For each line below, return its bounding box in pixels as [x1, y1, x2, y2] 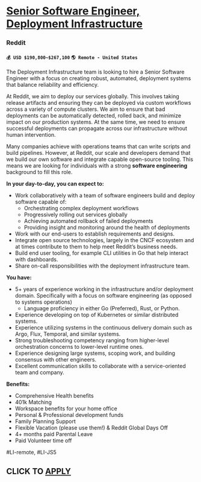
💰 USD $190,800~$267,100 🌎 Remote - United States [6, 54, 138, 61]
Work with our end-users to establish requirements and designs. [14, 230, 175, 237]
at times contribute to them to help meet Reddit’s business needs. [14, 243, 178, 251]
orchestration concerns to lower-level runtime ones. [14, 343, 144, 351]
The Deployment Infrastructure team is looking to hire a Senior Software [6, 68, 185, 76]
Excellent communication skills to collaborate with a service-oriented [14, 363, 187, 370]
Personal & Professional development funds [14, 412, 124, 419]
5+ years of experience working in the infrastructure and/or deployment [14, 286, 194, 293]
